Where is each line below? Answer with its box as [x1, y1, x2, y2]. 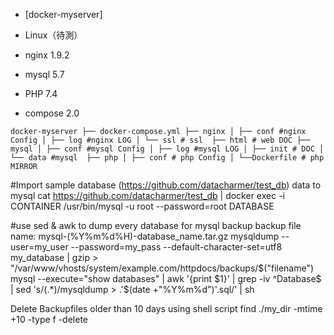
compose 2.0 [24, 107, 80, 119]
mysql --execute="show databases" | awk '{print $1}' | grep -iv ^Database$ [10, 273, 322, 284]
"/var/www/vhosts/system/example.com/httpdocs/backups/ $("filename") [10, 262, 315, 274]
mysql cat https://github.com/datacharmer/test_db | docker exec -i [10, 190, 285, 201]
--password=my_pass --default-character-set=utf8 [70, 241, 283, 253]
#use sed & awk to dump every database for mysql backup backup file [10, 220, 302, 231]
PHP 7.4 [24, 88, 58, 99]
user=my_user [10, 241, 69, 253]
